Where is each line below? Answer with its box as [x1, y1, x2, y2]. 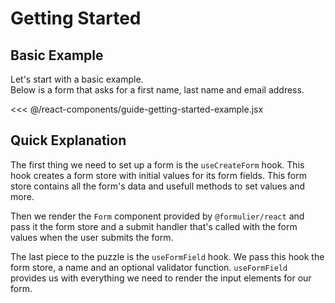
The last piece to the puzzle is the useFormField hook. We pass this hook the [10, 250, 325, 262]
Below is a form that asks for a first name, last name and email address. [10, 84, 305, 96]
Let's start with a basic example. [10, 73, 144, 85]
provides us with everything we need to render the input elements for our [10, 272, 312, 284]
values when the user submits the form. [10, 231, 174, 243]
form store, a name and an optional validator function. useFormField [10, 261, 288, 273]
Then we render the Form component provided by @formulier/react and [10, 210, 305, 222]
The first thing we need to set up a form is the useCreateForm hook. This [10, 158, 305, 171]
